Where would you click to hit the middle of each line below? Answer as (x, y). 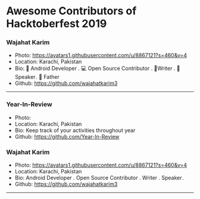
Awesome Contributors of (71, 11)
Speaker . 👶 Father (37, 77)
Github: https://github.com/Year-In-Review (67, 136)
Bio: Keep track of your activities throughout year (75, 130)
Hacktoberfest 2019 (57, 24)
